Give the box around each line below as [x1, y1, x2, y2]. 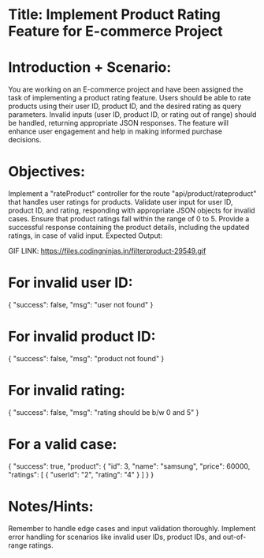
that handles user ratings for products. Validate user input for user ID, [8, 198, 233, 207]
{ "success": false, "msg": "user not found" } [8, 300, 154, 309]
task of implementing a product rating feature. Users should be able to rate [8, 93, 251, 103]
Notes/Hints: [8, 498, 94, 515]
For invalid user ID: [8, 274, 133, 292]
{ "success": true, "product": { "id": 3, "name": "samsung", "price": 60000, [8, 461, 251, 471]
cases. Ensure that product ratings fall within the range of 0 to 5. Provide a [8, 214, 250, 224]
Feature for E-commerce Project [8, 22, 223, 40]
